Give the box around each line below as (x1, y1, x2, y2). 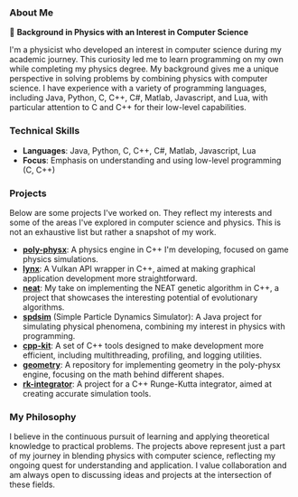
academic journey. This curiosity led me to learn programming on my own (9, 54, 284, 65)
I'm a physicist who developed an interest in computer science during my (9, 44, 282, 55)
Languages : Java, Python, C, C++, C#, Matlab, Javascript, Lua (22, 145, 256, 155)
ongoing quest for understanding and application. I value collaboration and (9, 460, 287, 471)
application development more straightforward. (22, 273, 198, 284)
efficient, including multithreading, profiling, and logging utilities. (22, 350, 263, 361)
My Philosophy (9, 410, 77, 423)
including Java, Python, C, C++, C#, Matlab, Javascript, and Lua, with (9, 92, 268, 103)
